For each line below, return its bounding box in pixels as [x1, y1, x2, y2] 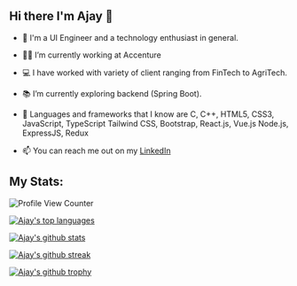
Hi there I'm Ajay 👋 [9, 9, 113, 24]
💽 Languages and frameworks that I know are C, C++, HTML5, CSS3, [21, 108, 275, 120]
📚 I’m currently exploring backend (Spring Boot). [21, 88, 202, 98]
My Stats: [9, 174, 64, 189]
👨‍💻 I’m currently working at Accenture [21, 50, 161, 60]
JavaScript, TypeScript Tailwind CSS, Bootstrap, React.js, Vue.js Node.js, [21, 118, 289, 128]
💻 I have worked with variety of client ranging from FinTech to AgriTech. [21, 67, 288, 78]
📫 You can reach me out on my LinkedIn [21, 145, 171, 156]
